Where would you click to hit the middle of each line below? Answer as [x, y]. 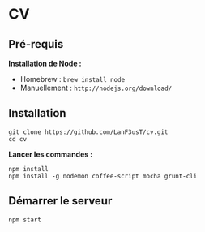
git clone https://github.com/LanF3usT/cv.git [88, 132]
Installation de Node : [45, 63]
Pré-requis [36, 44]
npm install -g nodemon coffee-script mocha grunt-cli [103, 176]
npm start [25, 220]
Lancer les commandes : [51, 154]
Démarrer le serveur [60, 201]
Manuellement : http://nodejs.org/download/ [96, 88]
